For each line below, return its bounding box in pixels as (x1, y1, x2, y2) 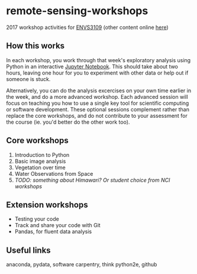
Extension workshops (6, 199, 88, 209)
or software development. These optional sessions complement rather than (6, 105, 189, 113)
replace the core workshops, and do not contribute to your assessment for (6, 112, 188, 119)
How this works (6, 41, 65, 51)
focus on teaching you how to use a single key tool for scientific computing (6, 99, 189, 107)
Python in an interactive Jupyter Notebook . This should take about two (6, 63, 179, 70)
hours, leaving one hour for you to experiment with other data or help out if (6, 69, 189, 76)
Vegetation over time (14, 164, 66, 171)
